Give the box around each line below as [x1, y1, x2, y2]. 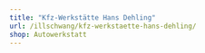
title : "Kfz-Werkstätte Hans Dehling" [9, 13, 156, 22]
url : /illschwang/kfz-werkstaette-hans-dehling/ [9, 22, 197, 31]
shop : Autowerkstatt [9, 30, 88, 39]
